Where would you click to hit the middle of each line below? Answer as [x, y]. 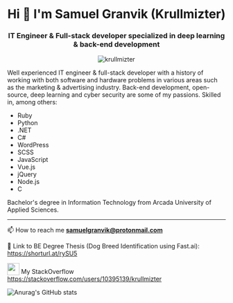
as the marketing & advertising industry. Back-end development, [99, 88]
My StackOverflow [47, 272]
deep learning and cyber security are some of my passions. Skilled [126, 95]
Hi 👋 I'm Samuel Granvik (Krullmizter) [116, 14]
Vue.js [26, 167]
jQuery [27, 174]
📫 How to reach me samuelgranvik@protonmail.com [85, 230]
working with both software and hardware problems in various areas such [113, 80]
